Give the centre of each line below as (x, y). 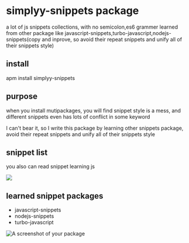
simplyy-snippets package (73, 11)
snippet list (27, 152)
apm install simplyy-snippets (40, 78)
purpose (22, 97)
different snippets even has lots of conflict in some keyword (78, 117)
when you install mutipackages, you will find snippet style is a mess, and (94, 110)
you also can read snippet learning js (51, 166)
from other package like (35, 33)
